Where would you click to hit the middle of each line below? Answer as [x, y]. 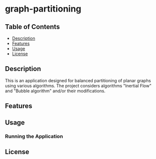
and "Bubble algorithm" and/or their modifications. [55, 91]
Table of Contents [33, 27]
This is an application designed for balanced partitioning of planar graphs [78, 80]
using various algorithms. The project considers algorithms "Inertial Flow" [78, 86]
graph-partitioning [43, 9]
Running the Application [34, 136]
